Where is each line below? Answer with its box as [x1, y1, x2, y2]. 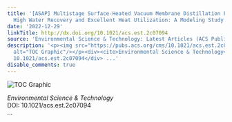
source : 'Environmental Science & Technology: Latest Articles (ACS [7, 36, 209, 43]
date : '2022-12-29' [7, 23, 64, 30]
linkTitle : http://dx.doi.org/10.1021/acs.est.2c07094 [7, 29, 168, 37]
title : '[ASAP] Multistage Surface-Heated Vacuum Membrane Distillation [7, 10, 221, 17]
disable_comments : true [7, 61, 76, 68]
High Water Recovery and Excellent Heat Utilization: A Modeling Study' [13, 17, 227, 23]
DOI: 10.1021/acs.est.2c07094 [7, 101, 92, 109]
